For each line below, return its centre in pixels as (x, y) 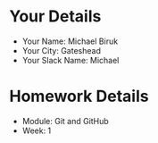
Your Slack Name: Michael (71, 60)
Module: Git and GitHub (65, 121)
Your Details (55, 17)
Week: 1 (37, 130)
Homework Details (79, 97)
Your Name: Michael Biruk (70, 41)
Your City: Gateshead (61, 50)
